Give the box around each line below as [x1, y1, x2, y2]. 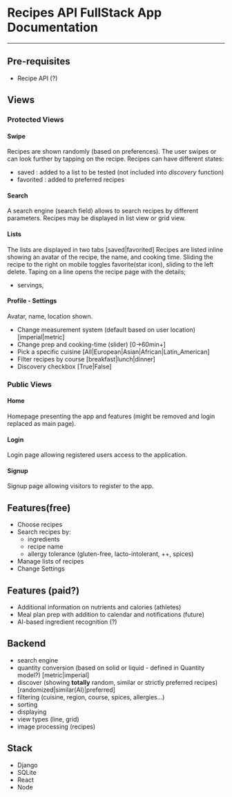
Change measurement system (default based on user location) [17, 325, 195, 334]
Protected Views [7, 115, 64, 125]
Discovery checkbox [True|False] [17, 362, 112, 370]
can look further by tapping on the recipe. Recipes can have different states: [7, 154, 224, 163]
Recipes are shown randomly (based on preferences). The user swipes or [7, 147, 217, 156]
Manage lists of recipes [17, 557, 84, 566]
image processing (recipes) [17, 722, 96, 731]
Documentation [7, 19, 99, 35]
